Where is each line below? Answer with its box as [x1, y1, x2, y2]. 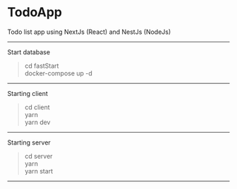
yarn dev [24, 118, 51, 126]
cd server [24, 152, 53, 160]
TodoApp [7, 4, 62, 20]
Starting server [7, 138, 51, 147]
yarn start [24, 166, 54, 175]
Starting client [7, 89, 48, 97]
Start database [7, 47, 51, 56]
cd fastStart [24, 61, 59, 70]
